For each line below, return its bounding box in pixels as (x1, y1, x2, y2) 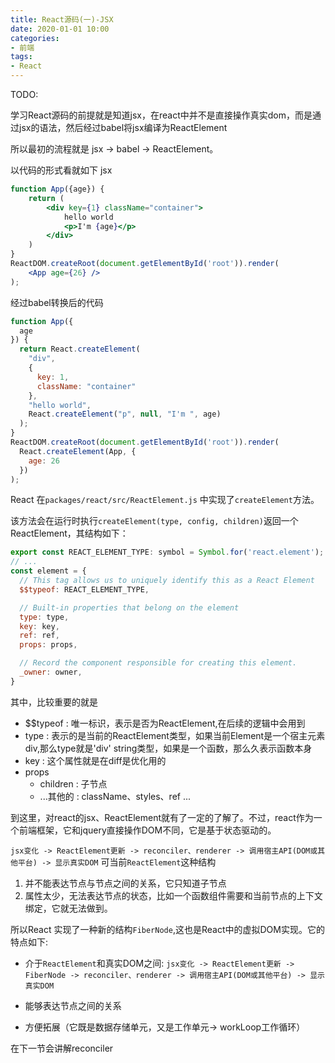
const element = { (10, 566, 87, 576)
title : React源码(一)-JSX (10, 14, 114, 25)
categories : (10, 33, 60, 43)
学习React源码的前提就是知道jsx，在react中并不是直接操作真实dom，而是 (10, 109, 313, 121)
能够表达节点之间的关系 (24, 999, 122, 1011)
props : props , (19, 640, 78, 650)
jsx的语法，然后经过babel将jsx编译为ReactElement (18, 122, 228, 133)
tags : (10, 52, 33, 62)
